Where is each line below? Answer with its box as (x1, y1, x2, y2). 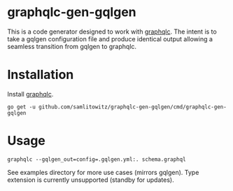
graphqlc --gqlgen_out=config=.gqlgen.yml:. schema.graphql (7, 155, 187, 163)
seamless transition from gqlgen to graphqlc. (7, 42, 137, 50)
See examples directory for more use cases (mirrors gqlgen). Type (7, 168, 199, 176)
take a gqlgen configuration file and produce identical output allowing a (7, 34, 213, 43)
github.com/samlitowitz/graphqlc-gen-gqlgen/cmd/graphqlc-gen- (38, 103, 227, 111)
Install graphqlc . (7, 90, 54, 98)
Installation (7, 67, 74, 83)
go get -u (7, 103, 36, 111)
